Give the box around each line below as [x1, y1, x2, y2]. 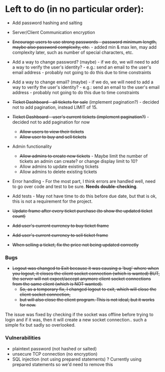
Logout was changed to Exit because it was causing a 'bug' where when [12, 265, 159, 271]
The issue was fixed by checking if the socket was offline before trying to [5, 312, 154, 318]
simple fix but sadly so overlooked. [5, 322, 76, 328]
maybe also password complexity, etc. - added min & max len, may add [12, 44, 157, 50]
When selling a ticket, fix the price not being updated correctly [12, 242, 139, 248]
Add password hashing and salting [12, 20, 82, 26]
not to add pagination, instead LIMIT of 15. [12, 104, 98, 110]
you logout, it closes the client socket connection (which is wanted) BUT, [12, 270, 160, 277]
